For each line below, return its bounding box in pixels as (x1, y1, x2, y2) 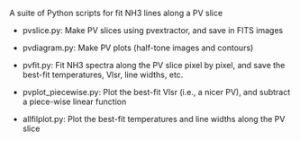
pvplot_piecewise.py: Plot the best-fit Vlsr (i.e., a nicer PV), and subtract (22, 87, 291, 97)
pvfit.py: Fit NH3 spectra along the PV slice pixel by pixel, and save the (22, 60, 286, 70)
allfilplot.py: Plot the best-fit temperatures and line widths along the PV (22, 114, 286, 124)
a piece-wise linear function (22, 96, 127, 107)
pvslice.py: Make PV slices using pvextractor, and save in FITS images (22, 25, 284, 35)
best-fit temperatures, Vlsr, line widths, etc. (22, 69, 184, 80)
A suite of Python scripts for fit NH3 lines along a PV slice (9, 8, 223, 18)
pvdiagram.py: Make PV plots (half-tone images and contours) (22, 42, 254, 53)
